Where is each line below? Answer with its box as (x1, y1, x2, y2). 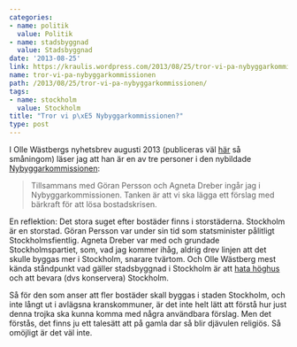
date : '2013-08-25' (9, 54, 81, 63)
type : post (9, 120, 49, 129)
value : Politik (17, 29, 73, 38)
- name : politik (9, 21, 69, 30)
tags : (9, 87, 29, 96)
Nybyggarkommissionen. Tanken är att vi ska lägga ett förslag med (30, 189, 275, 200)
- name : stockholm (9, 95, 77, 104)
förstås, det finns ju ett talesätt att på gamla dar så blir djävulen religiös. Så (9, 318, 281, 328)
